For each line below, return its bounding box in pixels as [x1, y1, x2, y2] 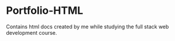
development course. [6, 29, 57, 36]
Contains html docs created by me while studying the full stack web [6, 23, 169, 30]
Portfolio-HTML [6, 4, 83, 17]
